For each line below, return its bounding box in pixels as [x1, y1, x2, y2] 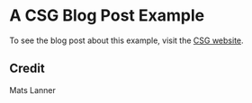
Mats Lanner [9, 84, 57, 95]
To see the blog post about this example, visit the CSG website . [9, 35, 245, 46]
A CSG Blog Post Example [9, 5, 205, 26]
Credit [9, 61, 45, 76]
